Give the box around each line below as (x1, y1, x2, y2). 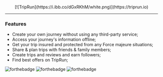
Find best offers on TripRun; (12, 57, 68, 63)
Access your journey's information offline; (12, 37, 96, 42)
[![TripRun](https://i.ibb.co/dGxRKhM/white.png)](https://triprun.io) (14, 4, 149, 10)
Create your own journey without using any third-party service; (12, 31, 138, 38)
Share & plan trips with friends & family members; (12, 47, 112, 52)
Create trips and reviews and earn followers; (12, 52, 101, 58)
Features (5, 20, 27, 27)
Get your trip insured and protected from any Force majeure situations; (12, 42, 154, 48)
